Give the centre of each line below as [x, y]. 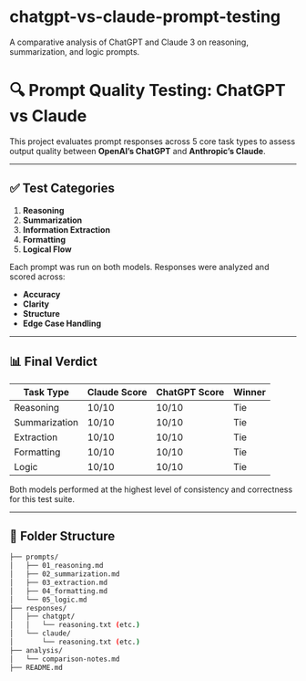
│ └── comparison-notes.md [65, 659]
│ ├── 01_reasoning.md [56, 566]
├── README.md [36, 667]
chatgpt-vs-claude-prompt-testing [145, 17]
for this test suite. [42, 498]
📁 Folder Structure [62, 536]
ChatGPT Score [190, 392]
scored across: [37, 277]
